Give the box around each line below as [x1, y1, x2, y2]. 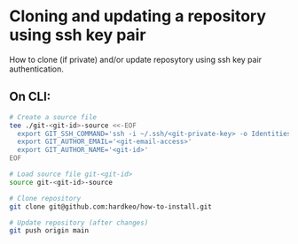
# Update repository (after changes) [9, 218, 149, 227]
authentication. [9, 64, 65, 74]
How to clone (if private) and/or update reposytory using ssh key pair [9, 54, 263, 65]
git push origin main [9, 226, 90, 235]
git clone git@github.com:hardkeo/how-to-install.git [9, 202, 213, 211]
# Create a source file [9, 112, 98, 121]
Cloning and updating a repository [9, 6, 267, 27]
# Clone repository [9, 194, 82, 202]
